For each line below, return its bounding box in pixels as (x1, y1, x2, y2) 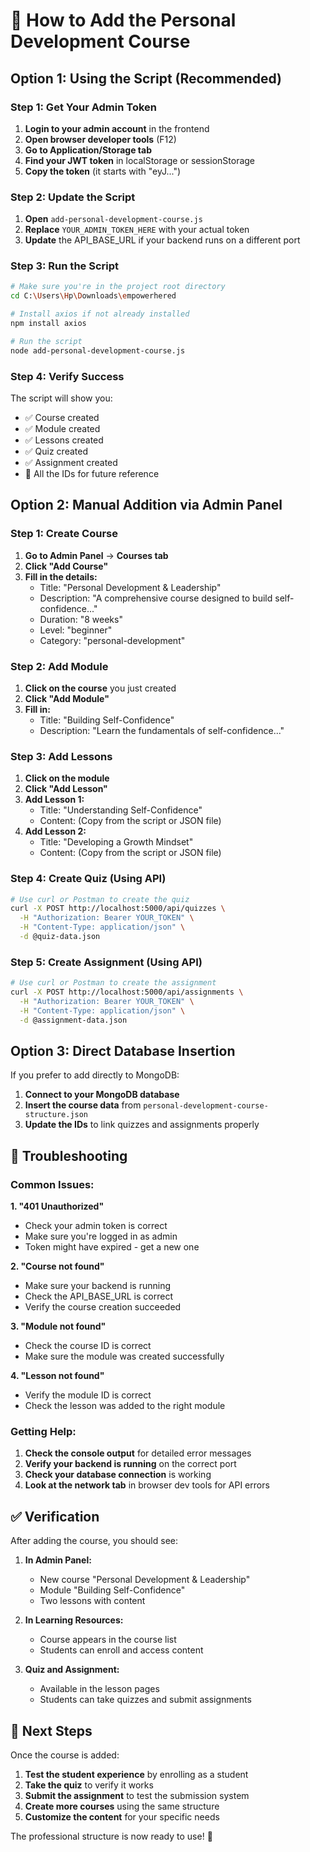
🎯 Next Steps (10, 1722, 93, 1739)
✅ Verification (10, 1508, 100, 1525)
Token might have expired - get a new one (24, 1241, 200, 1253)
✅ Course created (24, 412, 100, 424)
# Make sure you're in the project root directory (10, 282, 226, 292)
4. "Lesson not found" (10, 1370, 105, 1382)
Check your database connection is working (24, 1469, 212, 1481)
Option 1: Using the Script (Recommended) (10, 70, 282, 87)
